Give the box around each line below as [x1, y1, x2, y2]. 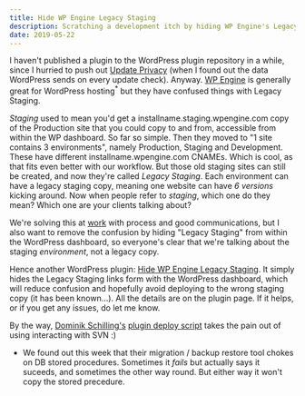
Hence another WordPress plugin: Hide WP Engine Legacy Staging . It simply [9, 264, 295, 275]
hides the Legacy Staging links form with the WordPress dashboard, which [9, 273, 289, 284]
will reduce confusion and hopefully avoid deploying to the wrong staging [9, 283, 284, 294]
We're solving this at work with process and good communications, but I [9, 217, 280, 228]
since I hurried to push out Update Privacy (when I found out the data [9, 64, 269, 75]
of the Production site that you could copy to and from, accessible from [9, 123, 277, 134]
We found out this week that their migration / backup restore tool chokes [22, 347, 294, 359]
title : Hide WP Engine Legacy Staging [9, 13, 156, 23]
